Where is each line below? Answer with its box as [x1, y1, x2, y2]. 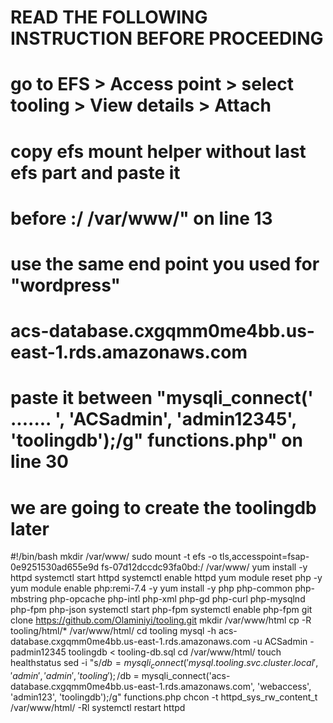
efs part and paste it [10, 161, 181, 184]
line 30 [10, 451, 69, 473]
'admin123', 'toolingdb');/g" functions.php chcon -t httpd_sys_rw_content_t [10, 691, 318, 703]
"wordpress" [10, 274, 122, 296]
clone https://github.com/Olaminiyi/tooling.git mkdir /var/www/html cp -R [10, 614, 312, 626]
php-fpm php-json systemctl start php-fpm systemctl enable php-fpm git [10, 604, 313, 616]
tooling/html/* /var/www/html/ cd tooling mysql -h [10, 625, 217, 637]
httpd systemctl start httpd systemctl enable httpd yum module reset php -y [10, 572, 323, 584]
